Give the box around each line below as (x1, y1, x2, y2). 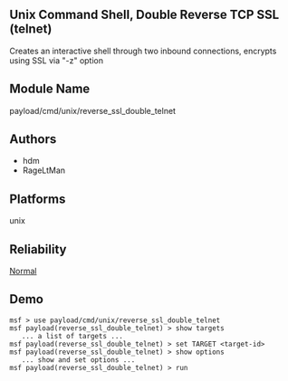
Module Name (9, 81, 91, 97)
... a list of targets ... (21, 331, 124, 340)
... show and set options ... (21, 355, 136, 365)
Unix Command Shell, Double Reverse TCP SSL (9, 7, 280, 23)
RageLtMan (22, 165, 66, 176)
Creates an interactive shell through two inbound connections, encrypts (9, 45, 277, 56)
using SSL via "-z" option (9, 54, 104, 66)
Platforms (9, 191, 66, 206)
